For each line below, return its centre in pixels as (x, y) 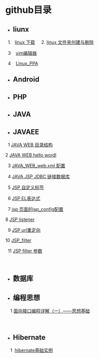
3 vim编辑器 (22, 53)
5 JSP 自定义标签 (26, 187)
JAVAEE (26, 132)
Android (26, 79)
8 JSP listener (20, 219)
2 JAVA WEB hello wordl (31, 155)
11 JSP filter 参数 (25, 251)
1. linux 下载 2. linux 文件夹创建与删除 (51, 42)
